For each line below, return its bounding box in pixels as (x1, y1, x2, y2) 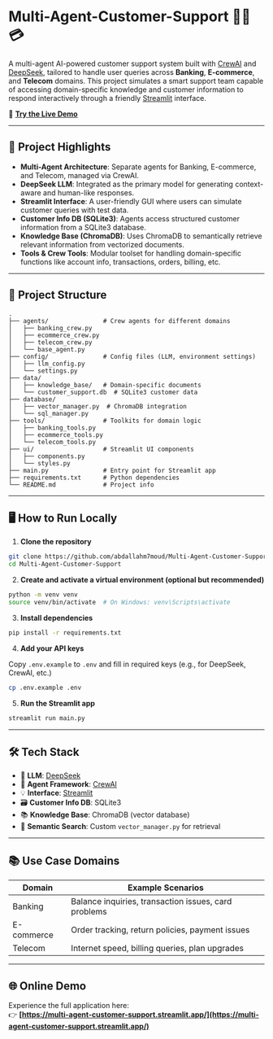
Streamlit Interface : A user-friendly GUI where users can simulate (19, 196, 242, 206)
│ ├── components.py (8, 452, 85, 461)
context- (235, 179, 264, 189)
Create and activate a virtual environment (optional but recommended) (19, 575, 265, 585)
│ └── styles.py (8, 459, 71, 467)
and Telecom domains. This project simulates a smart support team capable (8, 76, 264, 85)
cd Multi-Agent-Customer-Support (8, 561, 122, 569)
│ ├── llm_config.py (8, 360, 85, 368)
